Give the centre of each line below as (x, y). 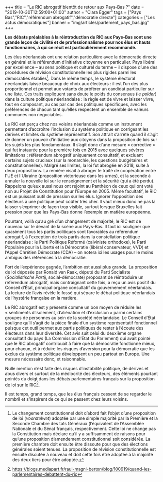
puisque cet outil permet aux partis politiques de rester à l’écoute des (74, 328)
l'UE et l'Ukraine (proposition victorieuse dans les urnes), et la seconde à (78, 176)
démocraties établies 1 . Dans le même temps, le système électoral (70, 78)
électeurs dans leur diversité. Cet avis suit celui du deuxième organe (73, 333)
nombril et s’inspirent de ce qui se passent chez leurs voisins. (67, 399)
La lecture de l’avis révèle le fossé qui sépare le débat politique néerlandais (80, 293)
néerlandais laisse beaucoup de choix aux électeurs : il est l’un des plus (77, 83)
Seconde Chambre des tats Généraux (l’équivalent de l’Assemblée (78, 424)
